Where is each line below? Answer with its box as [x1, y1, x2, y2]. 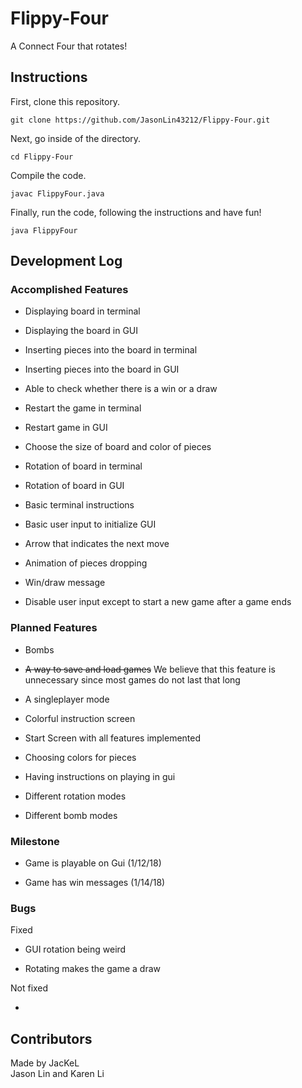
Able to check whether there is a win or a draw [24, 383, 218, 395]
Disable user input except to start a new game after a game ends [24, 596, 292, 608]
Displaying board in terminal [24, 305, 141, 317]
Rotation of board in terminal [24, 460, 143, 472]
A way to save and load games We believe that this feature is [24, 663, 276, 675]
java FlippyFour [10, 225, 78, 236]
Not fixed [10, 982, 49, 994]
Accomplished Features [10, 283, 129, 297]
